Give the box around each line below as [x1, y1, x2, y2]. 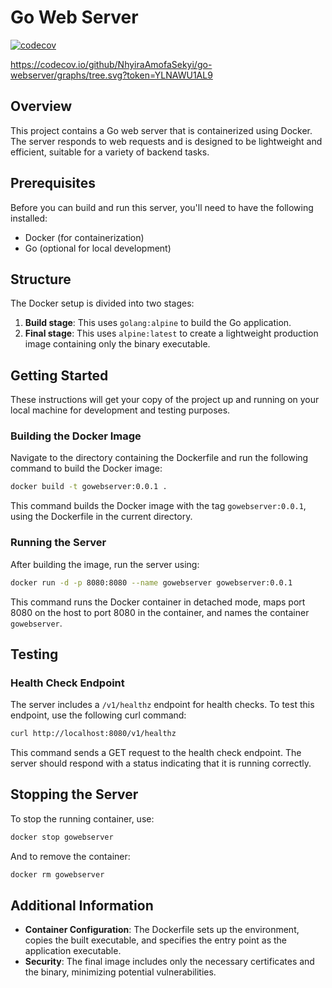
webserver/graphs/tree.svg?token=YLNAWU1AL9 [10, 69, 213, 81]
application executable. [24, 945, 122, 957]
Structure [10, 271, 72, 288]
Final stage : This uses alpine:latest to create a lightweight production [24, 327, 319, 340]
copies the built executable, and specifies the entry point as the [24, 934, 288, 946]
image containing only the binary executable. [24, 338, 211, 350]
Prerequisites [10, 175, 96, 192]
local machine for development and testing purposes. [10, 404, 231, 416]
